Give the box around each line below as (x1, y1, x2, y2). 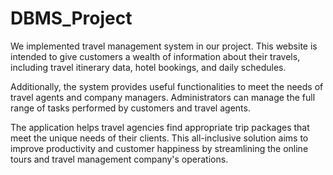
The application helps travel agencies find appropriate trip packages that (10, 121, 310, 133)
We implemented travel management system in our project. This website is (10, 40, 318, 52)
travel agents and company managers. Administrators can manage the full (10, 91, 316, 103)
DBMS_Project (10, 7, 133, 30)
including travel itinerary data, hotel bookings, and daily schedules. (10, 61, 287, 73)
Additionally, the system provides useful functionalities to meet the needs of (10, 80, 324, 92)
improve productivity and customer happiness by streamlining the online (10, 142, 309, 154)
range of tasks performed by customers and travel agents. (10, 102, 251, 114)
